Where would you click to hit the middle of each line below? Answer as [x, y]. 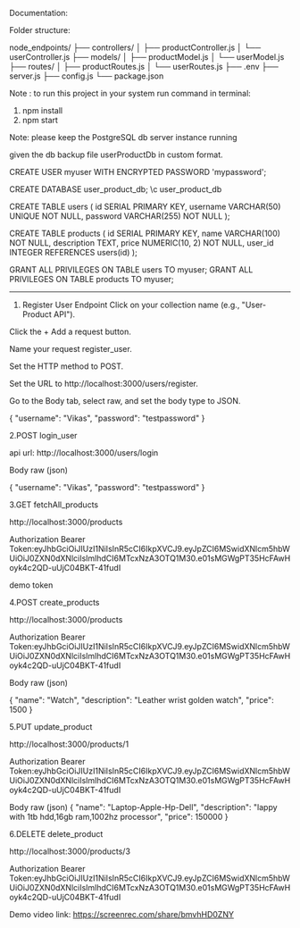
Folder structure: [40, 30]
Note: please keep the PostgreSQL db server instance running [124, 137]
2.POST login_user [43, 435]
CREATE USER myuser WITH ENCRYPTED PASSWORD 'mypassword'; [138, 172]
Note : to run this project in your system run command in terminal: [130, 93]
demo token [31, 585]
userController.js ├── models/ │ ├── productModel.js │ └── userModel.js [147, 57]
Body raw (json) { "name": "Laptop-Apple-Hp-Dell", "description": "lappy [144, 807]
